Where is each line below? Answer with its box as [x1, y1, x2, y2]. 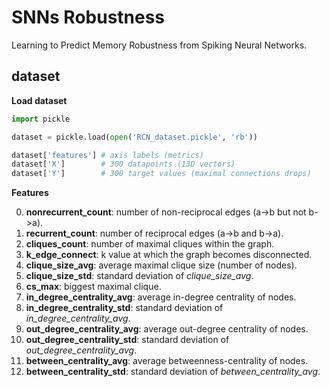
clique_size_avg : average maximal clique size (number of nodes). [25, 259, 298, 271]
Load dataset [11, 94, 68, 106]
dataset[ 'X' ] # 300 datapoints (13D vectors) [11, 159, 236, 170]
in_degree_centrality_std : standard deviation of [25, 302, 224, 314]
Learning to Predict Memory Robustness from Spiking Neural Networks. [11, 39, 308, 51]
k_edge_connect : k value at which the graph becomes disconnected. [25, 249, 313, 261]
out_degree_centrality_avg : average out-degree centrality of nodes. [25, 323, 309, 335]
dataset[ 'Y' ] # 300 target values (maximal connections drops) [11, 169, 312, 179]
